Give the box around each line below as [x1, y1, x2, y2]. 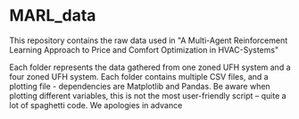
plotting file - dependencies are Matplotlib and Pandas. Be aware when [9, 81, 270, 91]
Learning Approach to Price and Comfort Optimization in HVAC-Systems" [9, 44, 279, 55]
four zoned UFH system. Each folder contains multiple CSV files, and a [9, 71, 270, 81]
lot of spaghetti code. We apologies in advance [9, 99, 183, 110]
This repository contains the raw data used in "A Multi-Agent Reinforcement [9, 35, 288, 46]
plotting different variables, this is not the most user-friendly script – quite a [9, 90, 287, 101]
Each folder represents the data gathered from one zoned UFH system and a [9, 62, 291, 72]
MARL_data [9, 5, 96, 26]
